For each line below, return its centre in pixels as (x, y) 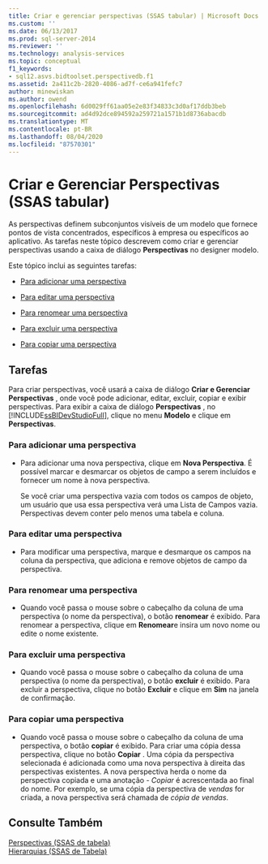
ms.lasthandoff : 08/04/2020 (56, 136)
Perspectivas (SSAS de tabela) (60, 842)
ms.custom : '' (32, 24)
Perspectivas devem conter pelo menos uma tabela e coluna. (122, 513)
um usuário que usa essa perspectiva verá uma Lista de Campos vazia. (139, 504)
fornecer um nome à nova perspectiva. (85, 480)
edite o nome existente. (59, 633)
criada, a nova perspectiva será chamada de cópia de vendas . (124, 797)
